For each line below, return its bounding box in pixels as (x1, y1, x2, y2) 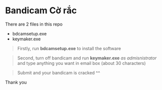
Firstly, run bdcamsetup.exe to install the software (17, 45, 121, 51)
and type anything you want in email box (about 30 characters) (17, 60, 146, 66)
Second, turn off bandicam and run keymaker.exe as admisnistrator (17, 55, 157, 61)
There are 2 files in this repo (5, 21, 63, 27)
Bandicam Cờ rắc (5, 5, 77, 16)
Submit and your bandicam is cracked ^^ (17, 69, 101, 76)
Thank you (5, 79, 27, 85)
